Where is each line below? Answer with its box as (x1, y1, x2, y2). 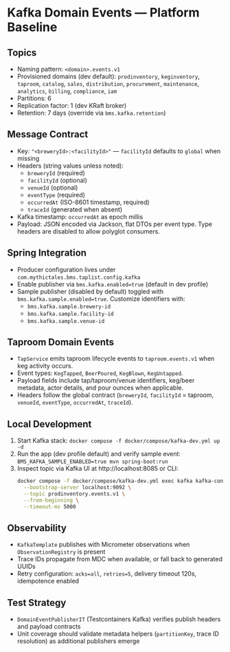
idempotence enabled (16, 577, 80, 585)
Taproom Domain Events (7, 337, 115, 348)
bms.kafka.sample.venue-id (27, 317, 105, 324)
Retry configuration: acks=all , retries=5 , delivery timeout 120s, (16, 570, 197, 578)
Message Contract (7, 128, 89, 140)
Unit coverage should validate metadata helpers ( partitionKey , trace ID (16, 630, 220, 638)
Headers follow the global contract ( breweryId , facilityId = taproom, (16, 391, 214, 399)
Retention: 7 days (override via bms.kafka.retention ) (16, 109, 166, 117)
